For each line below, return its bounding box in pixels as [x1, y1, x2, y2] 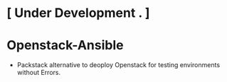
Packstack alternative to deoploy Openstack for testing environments [16, 61, 221, 69]
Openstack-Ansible [6, 37, 124, 54]
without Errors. [16, 69, 61, 77]
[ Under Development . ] [6, 5, 150, 21]
